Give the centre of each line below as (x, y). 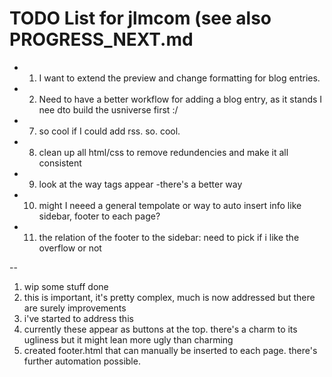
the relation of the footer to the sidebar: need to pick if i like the (169, 237)
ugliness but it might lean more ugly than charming (128, 339)
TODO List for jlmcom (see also (140, 18)
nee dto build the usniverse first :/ (108, 109)
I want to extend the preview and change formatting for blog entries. (179, 78)
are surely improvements (75, 308)
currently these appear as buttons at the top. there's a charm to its (160, 329)
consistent (60, 163)
